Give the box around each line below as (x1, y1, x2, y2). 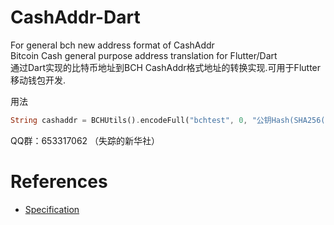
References (10, 171, 108, 193)
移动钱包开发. (10, 74, 67, 86)
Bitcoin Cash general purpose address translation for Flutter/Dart (10, 49, 278, 61)
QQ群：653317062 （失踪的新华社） (10, 134, 161, 146)
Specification (24, 203, 80, 215)
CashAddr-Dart (10, 6, 141, 29)
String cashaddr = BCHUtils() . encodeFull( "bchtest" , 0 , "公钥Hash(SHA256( (10, 115, 326, 125)
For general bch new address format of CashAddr (10, 39, 215, 51)
